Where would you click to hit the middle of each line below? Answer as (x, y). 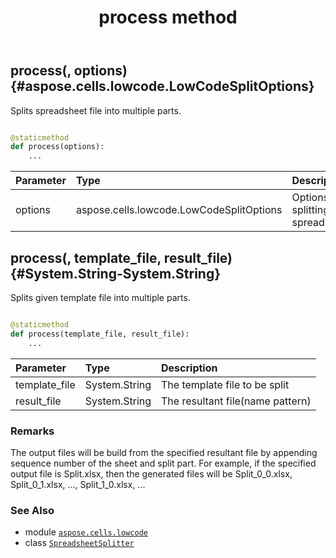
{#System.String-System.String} (116, 273)
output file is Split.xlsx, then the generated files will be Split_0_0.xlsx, (151, 473)
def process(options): (57, 147)
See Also (32, 510)
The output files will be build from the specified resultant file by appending (164, 452)
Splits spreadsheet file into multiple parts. (96, 110)
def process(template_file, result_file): (100, 334)
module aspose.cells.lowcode (86, 532)
